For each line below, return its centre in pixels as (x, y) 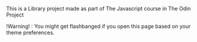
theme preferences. (30, 33)
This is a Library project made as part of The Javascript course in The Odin (98, 9)
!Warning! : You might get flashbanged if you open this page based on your (98, 26)
